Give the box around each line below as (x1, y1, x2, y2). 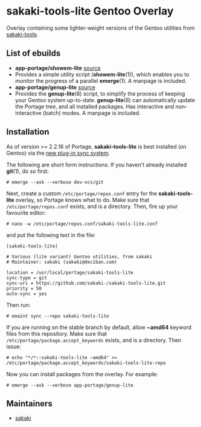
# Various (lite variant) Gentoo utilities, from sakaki (6, 253, 153, 259)
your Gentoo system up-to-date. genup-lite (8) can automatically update (14, 96, 195, 103)
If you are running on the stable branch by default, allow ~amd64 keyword (6, 324, 192, 331)
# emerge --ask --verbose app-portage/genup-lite (6, 382, 134, 388)
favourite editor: (6, 209, 46, 216)
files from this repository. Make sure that (6, 330, 107, 337)
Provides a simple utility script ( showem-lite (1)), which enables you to (14, 71, 190, 78)
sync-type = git (6, 275, 47, 281)
